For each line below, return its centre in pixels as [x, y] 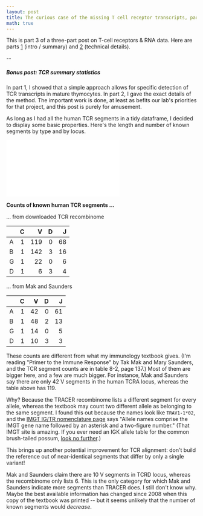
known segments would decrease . [49, 507]
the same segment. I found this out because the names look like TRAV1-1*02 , [101, 413]
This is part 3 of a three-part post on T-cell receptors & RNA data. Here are [99, 41]
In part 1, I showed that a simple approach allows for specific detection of [97, 88]
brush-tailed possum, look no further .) [54, 439]
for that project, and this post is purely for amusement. [74, 107]
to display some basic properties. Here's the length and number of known [98, 125]
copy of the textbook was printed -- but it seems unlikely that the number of [101, 500]
